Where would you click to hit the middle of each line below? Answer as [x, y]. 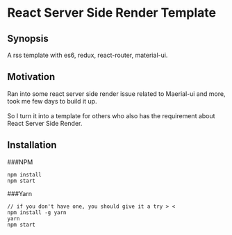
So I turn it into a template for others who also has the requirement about [111, 115]
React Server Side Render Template [112, 13]
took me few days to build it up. [52, 101]
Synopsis [28, 39]
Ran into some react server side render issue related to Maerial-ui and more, [116, 94]
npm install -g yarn [37, 212]
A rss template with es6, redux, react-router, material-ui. [88, 55]
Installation [32, 145]
